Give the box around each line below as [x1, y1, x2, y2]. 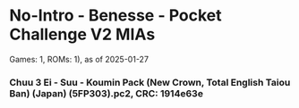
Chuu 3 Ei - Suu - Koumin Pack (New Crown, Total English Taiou [9, 76, 291, 88]
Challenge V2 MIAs [9, 24, 156, 45]
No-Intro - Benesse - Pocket [9, 5, 222, 26]
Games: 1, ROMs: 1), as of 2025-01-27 [9, 54, 149, 64]
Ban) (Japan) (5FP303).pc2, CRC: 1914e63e [9, 87, 204, 99]
